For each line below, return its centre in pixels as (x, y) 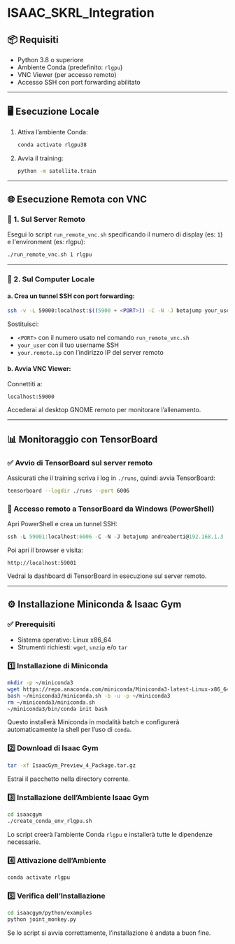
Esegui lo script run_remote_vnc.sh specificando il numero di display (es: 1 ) (115, 234)
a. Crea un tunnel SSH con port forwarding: (71, 296)
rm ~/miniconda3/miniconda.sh (51, 702)
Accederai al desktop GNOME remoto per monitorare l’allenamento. (104, 410)
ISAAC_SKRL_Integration (81, 13)
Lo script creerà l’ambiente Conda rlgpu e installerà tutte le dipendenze (110, 834)
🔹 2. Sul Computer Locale (51, 279)
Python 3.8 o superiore (50, 60)
